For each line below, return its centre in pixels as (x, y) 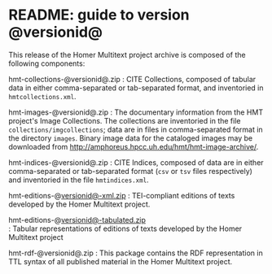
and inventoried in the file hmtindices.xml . (79, 180)
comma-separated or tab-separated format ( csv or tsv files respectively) (130, 171)
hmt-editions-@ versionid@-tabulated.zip (77, 220)
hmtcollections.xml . (42, 96)
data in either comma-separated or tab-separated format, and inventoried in (136, 88)
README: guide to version (99, 15)
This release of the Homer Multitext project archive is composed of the (127, 54)
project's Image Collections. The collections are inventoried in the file (125, 120)
